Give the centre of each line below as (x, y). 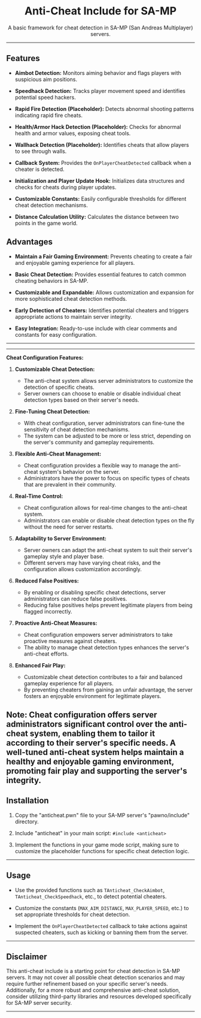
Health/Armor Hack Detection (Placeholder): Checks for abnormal (98, 126)
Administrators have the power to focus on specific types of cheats (107, 478)
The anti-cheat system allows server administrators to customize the (108, 380)
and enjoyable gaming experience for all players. (75, 262)
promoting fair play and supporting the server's (97, 771)
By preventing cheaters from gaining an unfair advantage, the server (108, 690)
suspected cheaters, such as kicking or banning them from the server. (101, 932)
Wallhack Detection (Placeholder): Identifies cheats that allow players (102, 144)
